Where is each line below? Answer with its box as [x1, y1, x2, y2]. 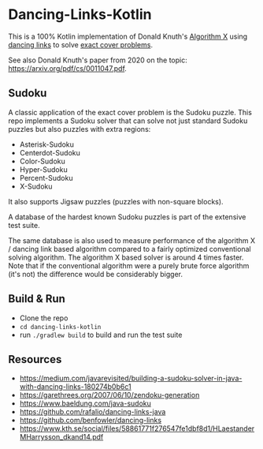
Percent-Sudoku [19, 173, 73, 182]
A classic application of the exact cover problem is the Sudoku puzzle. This [8, 107, 252, 117]
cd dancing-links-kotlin [19, 323, 102, 331]
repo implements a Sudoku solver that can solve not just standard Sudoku [8, 116, 248, 125]
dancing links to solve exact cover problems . [8, 39, 154, 49]
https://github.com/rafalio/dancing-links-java [19, 407, 166, 417]
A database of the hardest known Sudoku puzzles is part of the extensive [8, 211, 246, 222]
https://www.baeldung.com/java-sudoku [19, 398, 152, 408]
